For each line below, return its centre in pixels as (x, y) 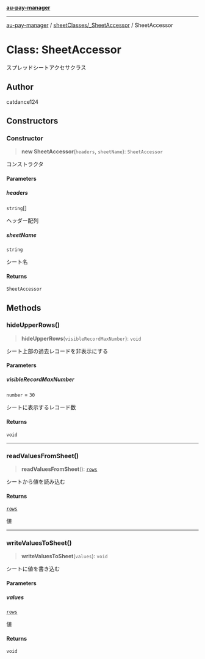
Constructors (32, 121)
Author (20, 87)
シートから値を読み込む (36, 481)
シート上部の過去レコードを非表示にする (57, 351)
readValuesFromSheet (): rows (59, 469)
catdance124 (22, 101)
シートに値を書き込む (33, 569)
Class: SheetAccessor (64, 50)
